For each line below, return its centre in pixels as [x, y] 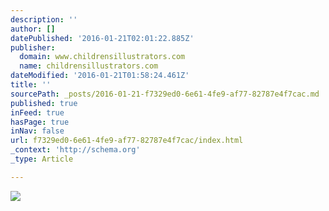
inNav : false [37, 131]
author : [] [33, 29]
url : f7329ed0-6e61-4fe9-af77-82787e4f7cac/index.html [127, 141]
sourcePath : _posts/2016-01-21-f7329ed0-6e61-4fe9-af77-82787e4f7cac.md [165, 94]
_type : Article [42, 159]
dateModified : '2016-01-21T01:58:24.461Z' [100, 76]
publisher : [33, 47]
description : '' [44, 19]
